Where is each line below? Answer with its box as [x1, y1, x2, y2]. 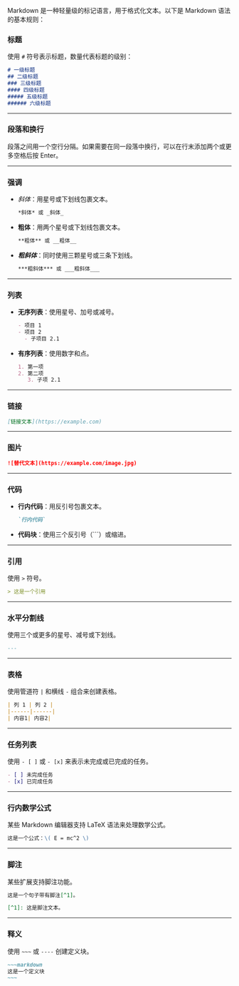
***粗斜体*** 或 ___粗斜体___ [17, 265, 100, 273]
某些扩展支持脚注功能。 [7, 877, 76, 886]
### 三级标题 [7, 80, 42, 87]
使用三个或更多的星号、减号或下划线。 [7, 631, 119, 639]
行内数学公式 [7, 803, 52, 813]
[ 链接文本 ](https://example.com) [7, 418, 102, 425]
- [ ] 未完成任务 [7, 771, 53, 779]
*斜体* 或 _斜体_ [17, 209, 64, 216]
